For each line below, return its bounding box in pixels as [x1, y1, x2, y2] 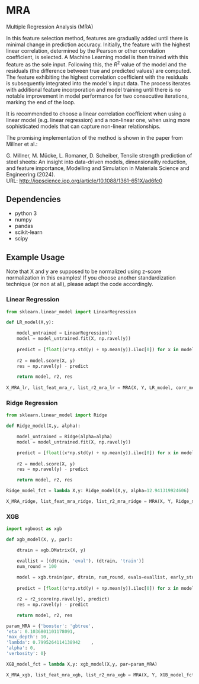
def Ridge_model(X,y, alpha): [6, 423, 81, 429]
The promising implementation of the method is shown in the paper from [6, 134, 184, 141]
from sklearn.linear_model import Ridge [6, 412, 108, 418]
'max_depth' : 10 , [6, 634, 49, 640]
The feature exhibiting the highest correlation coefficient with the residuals [6, 73, 188, 81]
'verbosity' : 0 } [6, 651, 46, 657]
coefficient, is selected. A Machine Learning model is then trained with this [6, 53, 188, 60]
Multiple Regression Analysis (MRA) [6, 23, 94, 30]
